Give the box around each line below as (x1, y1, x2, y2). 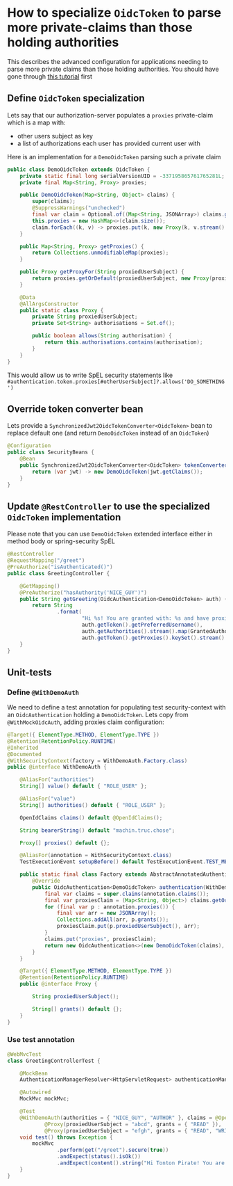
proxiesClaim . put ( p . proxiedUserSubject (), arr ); (56, 923, 200, 930)
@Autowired (19, 1089, 51, 1096)
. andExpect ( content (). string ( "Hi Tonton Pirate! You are (56, 1160, 225, 1167)
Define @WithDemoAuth (7, 687, 80, 697)
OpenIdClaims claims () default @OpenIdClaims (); (19, 814, 163, 822)
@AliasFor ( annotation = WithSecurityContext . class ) (19, 852, 172, 859)
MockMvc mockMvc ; (19, 1096, 70, 1103)
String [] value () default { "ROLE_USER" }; (19, 783, 148, 790)
